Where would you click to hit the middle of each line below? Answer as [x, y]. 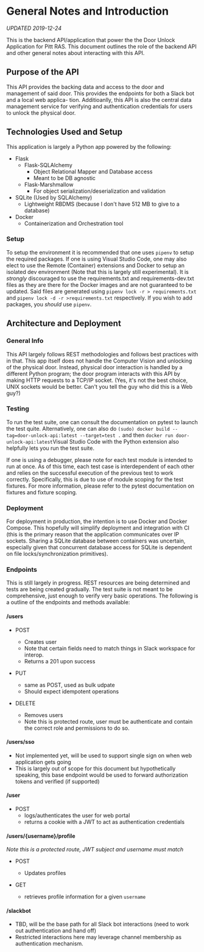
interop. [34, 655]
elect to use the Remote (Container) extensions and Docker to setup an [95, 265]
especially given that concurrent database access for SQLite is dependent [99, 547]
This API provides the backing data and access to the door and [85, 87]
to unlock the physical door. [41, 113]
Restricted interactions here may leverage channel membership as [98, 937]
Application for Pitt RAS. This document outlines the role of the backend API [101, 46]
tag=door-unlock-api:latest [42, 435]
